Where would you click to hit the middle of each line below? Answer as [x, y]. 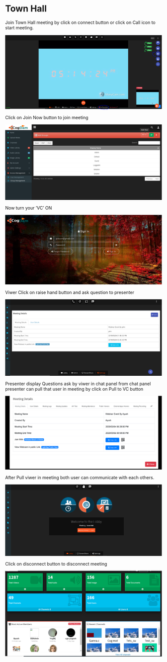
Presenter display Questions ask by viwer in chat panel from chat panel [78, 384]
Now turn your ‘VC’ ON [29, 208]
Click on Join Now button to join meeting [47, 117]
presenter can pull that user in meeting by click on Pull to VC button [74, 389]
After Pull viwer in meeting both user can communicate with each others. [80, 477]
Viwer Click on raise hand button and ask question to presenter [70, 292]
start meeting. [19, 27]
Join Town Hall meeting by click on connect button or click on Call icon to [80, 22]
